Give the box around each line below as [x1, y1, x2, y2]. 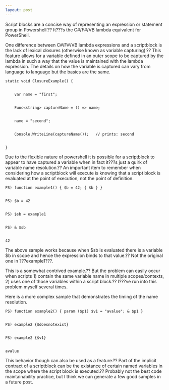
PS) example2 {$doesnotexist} [5, 322, 69, 327]
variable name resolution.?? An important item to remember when [5, 164, 141, 170]
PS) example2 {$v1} [5, 335, 46, 340]
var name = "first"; [14, 92, 58, 97]
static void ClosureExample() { [5, 78, 73, 83]
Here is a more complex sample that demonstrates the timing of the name [5, 293, 158, 299]
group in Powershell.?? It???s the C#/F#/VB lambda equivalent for [5, 26, 141, 33]
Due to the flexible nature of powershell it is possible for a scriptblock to [5, 154, 155, 160]
